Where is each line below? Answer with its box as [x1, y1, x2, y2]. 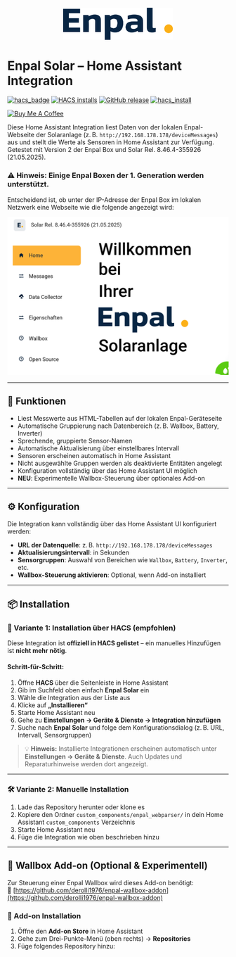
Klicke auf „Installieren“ [17, 701, 88, 709]
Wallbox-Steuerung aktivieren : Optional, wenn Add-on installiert [17, 571, 206, 579]
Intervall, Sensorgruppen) [17, 730, 92, 739]
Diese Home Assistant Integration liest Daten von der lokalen [7, 123, 183, 132]
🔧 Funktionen [7, 395, 67, 407]
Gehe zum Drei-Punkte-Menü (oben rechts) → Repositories [17, 934, 191, 943]
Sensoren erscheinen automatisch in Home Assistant [17, 451, 171, 460]
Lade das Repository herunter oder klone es [17, 803, 145, 811]
